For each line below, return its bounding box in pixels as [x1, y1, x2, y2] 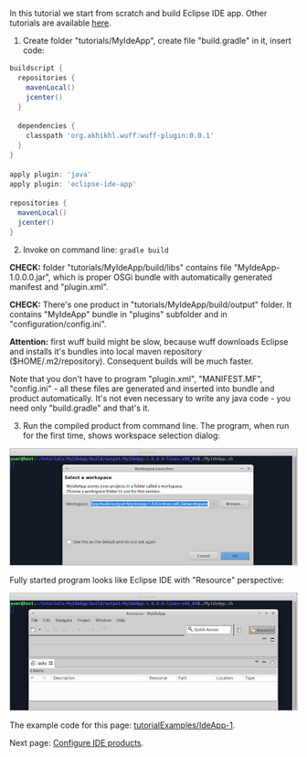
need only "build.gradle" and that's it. [9, 402, 151, 413]
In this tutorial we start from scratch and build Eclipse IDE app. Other [9, 8, 268, 18]
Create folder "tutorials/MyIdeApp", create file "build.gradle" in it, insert [22, 36, 292, 46]
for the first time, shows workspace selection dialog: [22, 430, 221, 441]
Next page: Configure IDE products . [9, 737, 144, 748]
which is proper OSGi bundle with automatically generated [53, 272, 272, 283]
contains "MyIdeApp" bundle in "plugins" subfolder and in [9, 308, 228, 319]
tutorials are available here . [9, 17, 111, 28]
